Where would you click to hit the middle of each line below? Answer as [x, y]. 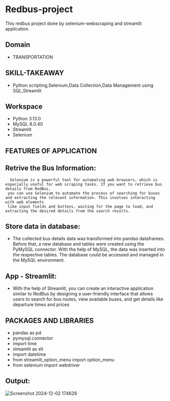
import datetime [29, 354]
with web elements [25, 202]
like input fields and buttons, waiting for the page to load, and [80, 207]
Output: [18, 381]
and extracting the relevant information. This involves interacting [80, 197]
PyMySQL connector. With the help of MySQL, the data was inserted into [89, 249]
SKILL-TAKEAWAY [35, 73]
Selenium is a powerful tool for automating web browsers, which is [84, 180]
